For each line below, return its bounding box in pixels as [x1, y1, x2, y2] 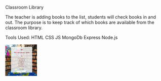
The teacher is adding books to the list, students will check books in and [5, 14, 156, 20]
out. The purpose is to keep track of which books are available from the [5, 20, 154, 25]
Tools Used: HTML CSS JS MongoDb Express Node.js [5, 35, 118, 40]
